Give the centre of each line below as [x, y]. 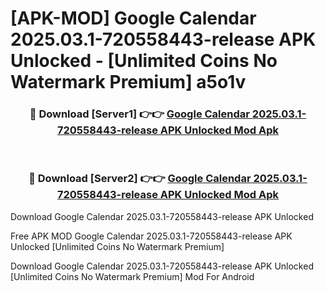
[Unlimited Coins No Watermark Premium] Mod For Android [132, 276]
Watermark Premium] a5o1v [128, 82]
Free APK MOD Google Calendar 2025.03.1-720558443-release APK [151, 236]
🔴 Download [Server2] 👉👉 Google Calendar [140, 179]
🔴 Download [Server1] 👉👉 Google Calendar [139, 114]
